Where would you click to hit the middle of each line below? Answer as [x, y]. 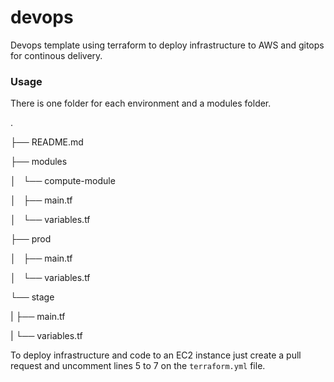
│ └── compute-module [63, 181]
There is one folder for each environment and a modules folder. [141, 103]
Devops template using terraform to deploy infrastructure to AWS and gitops [167, 45]
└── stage [32, 297]
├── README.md [47, 142]
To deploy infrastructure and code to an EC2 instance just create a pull [156, 355]
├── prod [31, 239]
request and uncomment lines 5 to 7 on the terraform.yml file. [138, 366]
